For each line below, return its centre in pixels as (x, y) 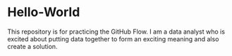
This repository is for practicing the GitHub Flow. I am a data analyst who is (116, 31)
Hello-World (44, 12)
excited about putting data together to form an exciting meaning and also (113, 38)
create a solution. (32, 46)
